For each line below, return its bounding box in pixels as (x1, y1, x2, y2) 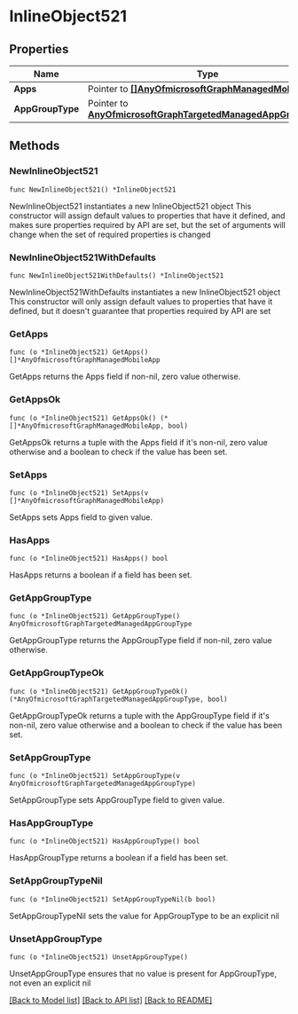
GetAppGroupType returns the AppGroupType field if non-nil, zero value (9, 635, 272, 646)
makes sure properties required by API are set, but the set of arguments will (9, 219, 286, 230)
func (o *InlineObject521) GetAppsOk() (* (9, 413, 169, 422)
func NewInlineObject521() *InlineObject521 (9, 185, 176, 194)
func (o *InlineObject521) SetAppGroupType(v (9, 772, 180, 781)
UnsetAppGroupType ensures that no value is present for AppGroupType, (9, 968, 278, 979)
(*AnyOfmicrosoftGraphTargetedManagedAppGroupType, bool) (9, 695, 228, 704)
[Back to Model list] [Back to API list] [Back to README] (9, 994, 213, 1005)
